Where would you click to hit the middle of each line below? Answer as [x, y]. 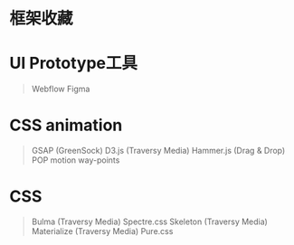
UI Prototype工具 [74, 63]
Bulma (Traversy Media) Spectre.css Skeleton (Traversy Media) [150, 221]
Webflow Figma [61, 89]
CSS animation [66, 125]
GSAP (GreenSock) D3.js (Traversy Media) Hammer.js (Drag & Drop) [158, 151]
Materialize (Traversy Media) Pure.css [102, 231]
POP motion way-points [76, 160]
